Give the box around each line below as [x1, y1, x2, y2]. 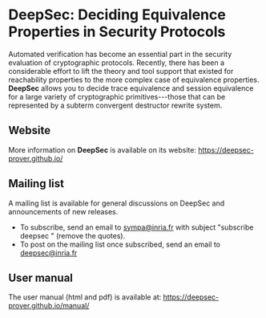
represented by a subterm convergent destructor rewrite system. [8, 100, 223, 110]
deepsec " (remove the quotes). [19, 230, 126, 240]
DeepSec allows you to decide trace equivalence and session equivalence [8, 83, 254, 93]
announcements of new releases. [8, 206, 119, 216]
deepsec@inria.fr [19, 247, 78, 258]
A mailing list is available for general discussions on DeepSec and [8, 198, 225, 208]
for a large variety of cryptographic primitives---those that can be [8, 92, 226, 101]
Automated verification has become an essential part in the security [8, 49, 232, 59]
